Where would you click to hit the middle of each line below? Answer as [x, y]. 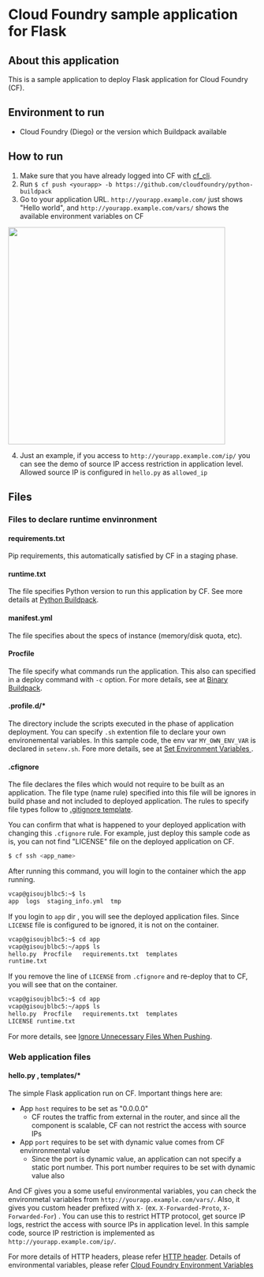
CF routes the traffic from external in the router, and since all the [136, 1117]
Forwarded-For [32, 1217]
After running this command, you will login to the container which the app [127, 871]
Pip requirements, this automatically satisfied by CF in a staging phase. [123, 556]
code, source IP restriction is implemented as [82, 1233]
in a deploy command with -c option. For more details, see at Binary [118, 679]
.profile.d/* [27, 706]
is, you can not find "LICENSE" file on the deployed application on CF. [121, 842]
